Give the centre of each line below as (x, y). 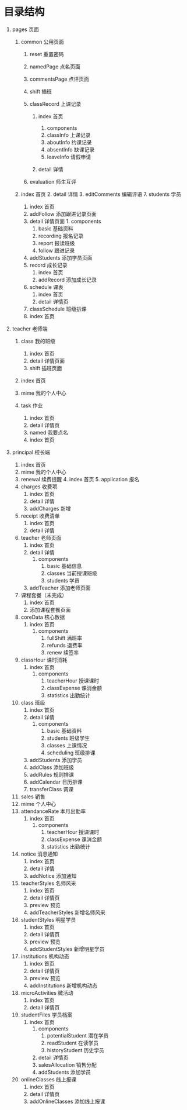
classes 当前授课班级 (72, 573)
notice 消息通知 (39, 854)
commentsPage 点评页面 (59, 79)
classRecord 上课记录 (55, 104)
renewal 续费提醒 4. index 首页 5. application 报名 (80, 479)
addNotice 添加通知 (53, 875)
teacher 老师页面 (41, 537)
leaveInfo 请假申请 (69, 157)
